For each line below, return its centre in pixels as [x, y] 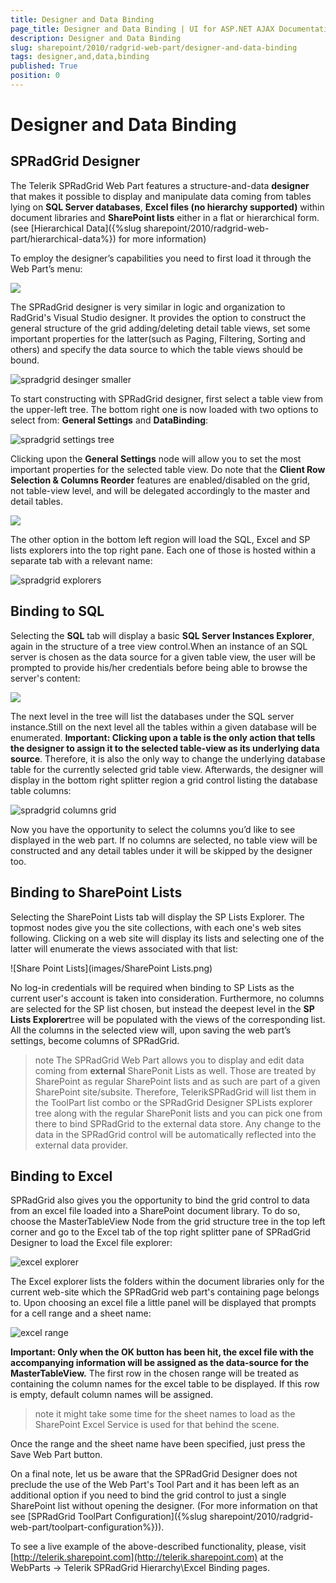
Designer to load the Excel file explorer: [91, 1243]
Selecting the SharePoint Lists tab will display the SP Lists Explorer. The [157, 917]
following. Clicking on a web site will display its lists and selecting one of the [167, 938]
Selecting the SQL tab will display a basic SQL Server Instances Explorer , [162, 635]
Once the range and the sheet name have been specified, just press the [158, 1444]
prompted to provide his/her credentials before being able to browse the [159, 667]
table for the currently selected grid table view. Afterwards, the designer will [167, 769]
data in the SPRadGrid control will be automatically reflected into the [175, 1134]
